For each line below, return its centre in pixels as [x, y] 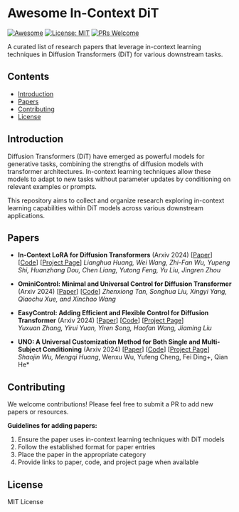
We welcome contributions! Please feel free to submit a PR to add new [110, 404]
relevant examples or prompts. [52, 186]
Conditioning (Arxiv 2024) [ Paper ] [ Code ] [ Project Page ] [126, 349]
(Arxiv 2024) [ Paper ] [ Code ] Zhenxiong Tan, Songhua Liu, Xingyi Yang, [122, 292]
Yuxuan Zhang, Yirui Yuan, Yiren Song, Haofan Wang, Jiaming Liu [115, 328]
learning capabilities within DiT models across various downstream [106, 208]
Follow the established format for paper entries [86, 447]
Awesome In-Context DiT [83, 13]
